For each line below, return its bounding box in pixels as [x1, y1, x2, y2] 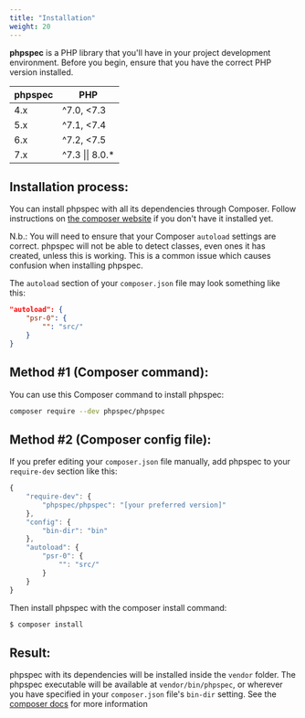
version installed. [9, 66, 74, 78]
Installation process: [9, 179, 130, 195]
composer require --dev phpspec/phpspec [9, 406, 166, 416]
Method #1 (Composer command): [9, 365, 209, 380]
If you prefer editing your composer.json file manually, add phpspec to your [9, 456, 290, 467]
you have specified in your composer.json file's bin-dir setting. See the [9, 689, 277, 700]
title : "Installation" [9, 13, 96, 23]
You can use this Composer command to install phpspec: [9, 389, 225, 400]
